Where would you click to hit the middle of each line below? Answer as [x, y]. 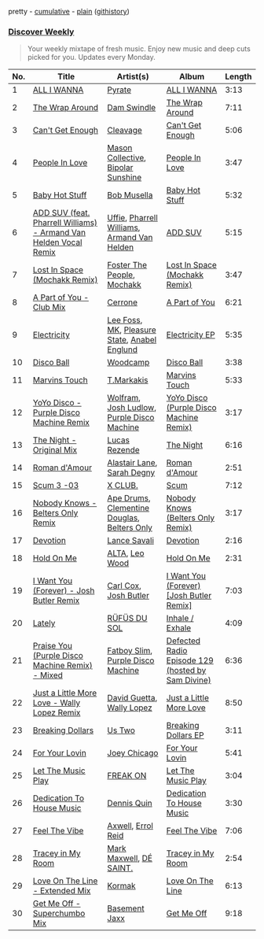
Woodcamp [128, 363]
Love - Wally [57, 703]
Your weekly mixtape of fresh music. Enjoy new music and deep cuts [139, 49]
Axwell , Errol [130, 826]
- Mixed [48, 675]
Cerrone [123, 302]
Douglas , [123, 518]
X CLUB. [123, 486]
